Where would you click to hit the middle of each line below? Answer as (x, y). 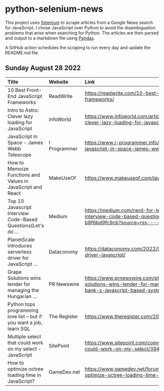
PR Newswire (64, 284)
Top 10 (16, 201)
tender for (19, 284)
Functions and (24, 175)
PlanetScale (21, 239)
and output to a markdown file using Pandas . (50, 38)
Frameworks (22, 102)
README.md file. (22, 53)
